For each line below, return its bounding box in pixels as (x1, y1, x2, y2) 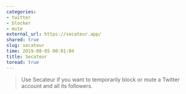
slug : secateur (6, 43, 45, 49)
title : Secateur (6, 54, 47, 60)
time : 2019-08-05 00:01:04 (6, 48, 75, 54)
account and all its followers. (21, 82, 93, 89)
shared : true (6, 37, 39, 43)
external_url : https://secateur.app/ (6, 31, 102, 37)
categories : (6, 8, 36, 15)
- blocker (6, 20, 32, 26)
